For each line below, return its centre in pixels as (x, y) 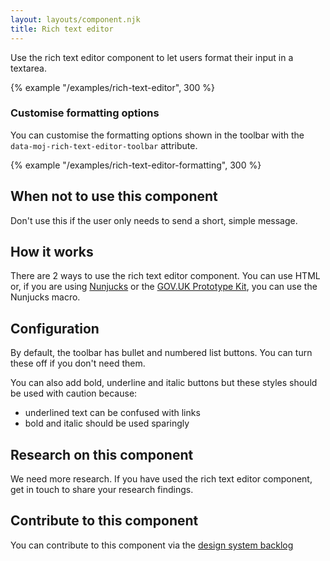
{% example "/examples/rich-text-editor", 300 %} (113, 87)
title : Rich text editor (62, 29)
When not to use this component (114, 196)
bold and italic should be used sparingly (107, 423)
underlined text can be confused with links (112, 413)
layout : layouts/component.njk (75, 19)
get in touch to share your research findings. (102, 490)
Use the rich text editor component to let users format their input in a (152, 57)
